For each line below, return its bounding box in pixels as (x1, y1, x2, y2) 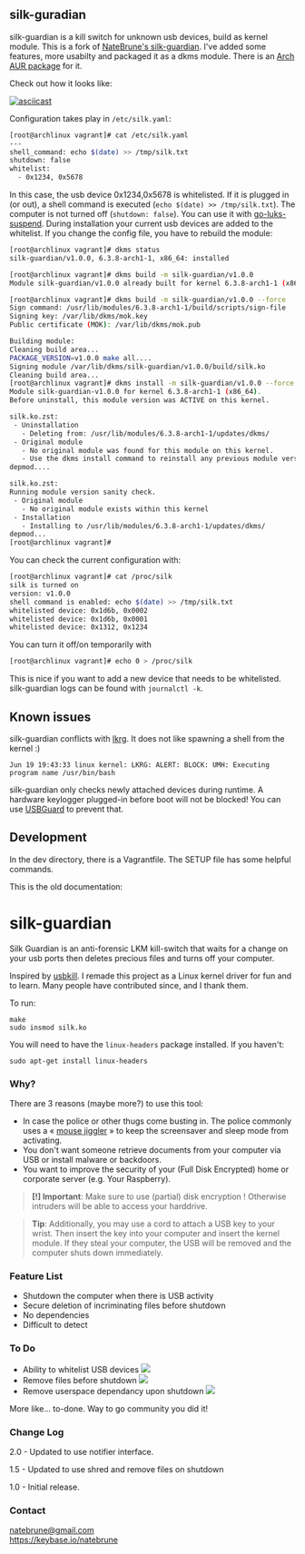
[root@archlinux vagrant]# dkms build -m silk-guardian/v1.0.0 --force (9, 295, 286, 304)
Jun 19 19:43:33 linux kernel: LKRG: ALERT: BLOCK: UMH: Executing (9, 761, 271, 770)
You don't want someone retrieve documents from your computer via (22, 1145, 281, 1156)
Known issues (9, 709, 92, 724)
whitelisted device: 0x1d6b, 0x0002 (9, 605, 148, 615)
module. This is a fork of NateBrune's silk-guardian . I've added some (9, 41, 266, 52)
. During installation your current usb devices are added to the (41, 218, 274, 230)
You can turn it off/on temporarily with (9, 639, 152, 650)
